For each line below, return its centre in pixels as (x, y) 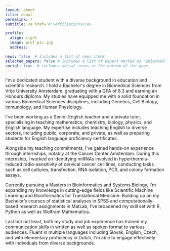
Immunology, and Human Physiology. (44, 107)
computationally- (136, 201)
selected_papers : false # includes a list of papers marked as (73, 61)
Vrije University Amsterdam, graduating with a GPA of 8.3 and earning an (81, 91)
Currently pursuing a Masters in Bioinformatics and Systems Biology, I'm (81, 185)
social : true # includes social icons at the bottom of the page (77, 66)
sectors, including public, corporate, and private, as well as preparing (78, 133)
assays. (13, 175)
